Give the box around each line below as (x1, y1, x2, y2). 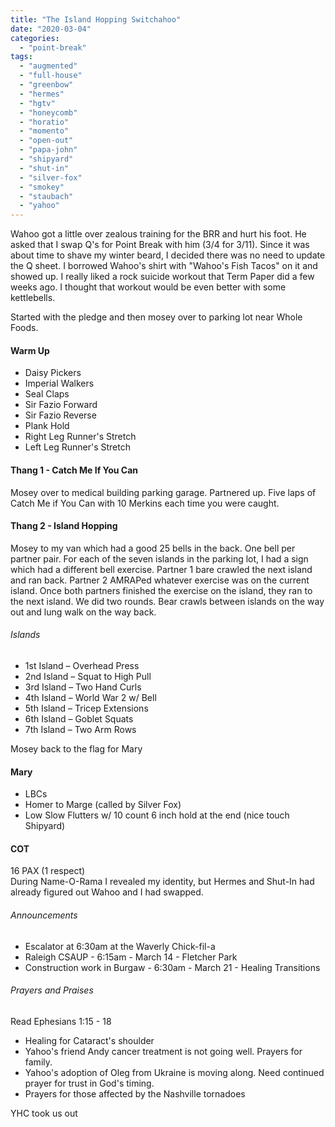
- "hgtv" (19, 98, 56, 108)
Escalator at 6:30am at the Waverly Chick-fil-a (24, 940, 216, 952)
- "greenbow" (19, 80, 74, 90)
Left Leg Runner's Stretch (24, 441, 131, 453)
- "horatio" (19, 117, 70, 127)
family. (24, 1056, 53, 1068)
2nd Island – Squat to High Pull (24, 670, 152, 682)
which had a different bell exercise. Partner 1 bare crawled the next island (10, 563, 313, 575)
